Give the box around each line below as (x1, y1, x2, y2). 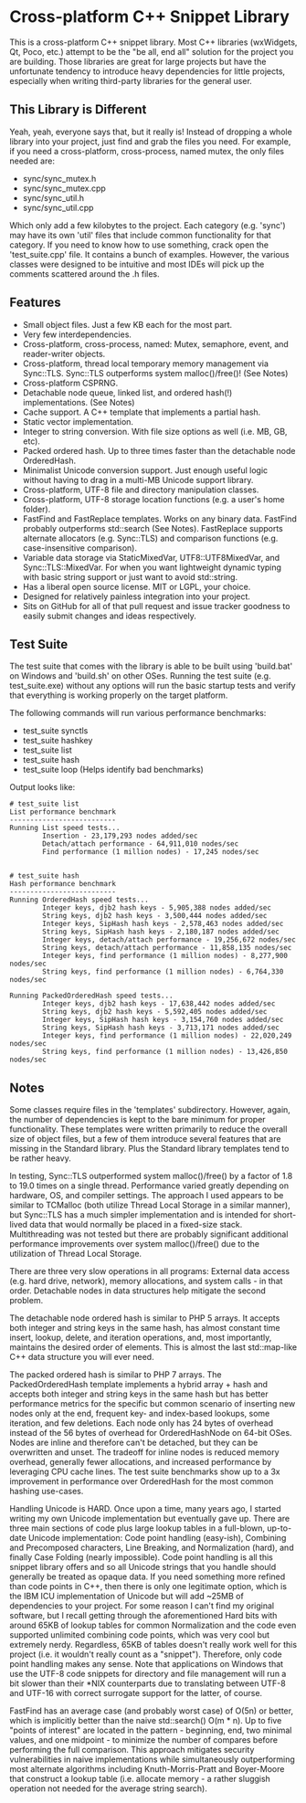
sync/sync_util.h (22, 192, 85, 203)
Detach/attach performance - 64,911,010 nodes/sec (42, 839, 239, 849)
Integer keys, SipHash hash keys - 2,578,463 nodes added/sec (42, 920, 284, 929)
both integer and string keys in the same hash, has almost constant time (9, 1323, 280, 1334)
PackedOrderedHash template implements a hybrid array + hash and (9, 1379, 268, 1390)
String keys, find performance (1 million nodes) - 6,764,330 (42, 967, 284, 976)
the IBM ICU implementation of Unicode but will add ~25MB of (9, 1591, 244, 1602)
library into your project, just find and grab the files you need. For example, (9, 135, 291, 147)
